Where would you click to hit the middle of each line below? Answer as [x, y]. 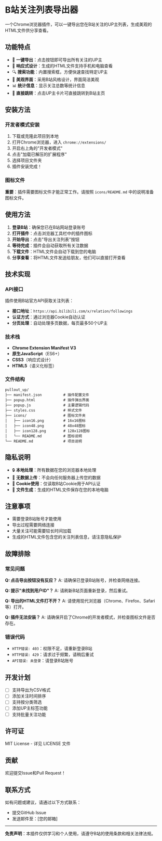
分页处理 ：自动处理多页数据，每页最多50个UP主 [60, 323]
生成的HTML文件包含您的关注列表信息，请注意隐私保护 [67, 537]
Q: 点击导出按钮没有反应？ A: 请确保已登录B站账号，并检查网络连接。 [74, 580]
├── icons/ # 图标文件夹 [45, 415]
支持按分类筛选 [27, 702]
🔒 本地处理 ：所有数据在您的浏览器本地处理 [54, 470]
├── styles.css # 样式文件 [44, 410]
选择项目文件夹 [27, 160]
